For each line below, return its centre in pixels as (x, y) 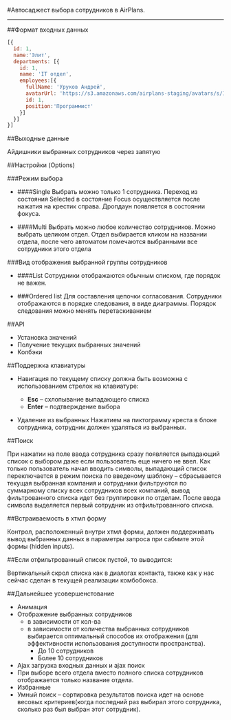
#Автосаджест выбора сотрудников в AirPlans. (76, 10)
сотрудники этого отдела (54, 249)
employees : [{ (38, 81)
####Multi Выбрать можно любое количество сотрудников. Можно (117, 227)
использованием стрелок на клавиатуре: (78, 386)
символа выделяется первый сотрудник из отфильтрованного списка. (111, 505)
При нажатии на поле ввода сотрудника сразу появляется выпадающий (113, 454)
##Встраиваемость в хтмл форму (57, 519)
